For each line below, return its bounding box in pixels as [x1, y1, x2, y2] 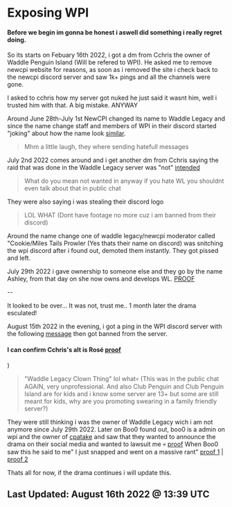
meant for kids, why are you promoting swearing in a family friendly [24, 397, 217, 405]
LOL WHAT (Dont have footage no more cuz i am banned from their [24, 211, 217, 220]
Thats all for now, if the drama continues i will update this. [7, 468, 172, 477]
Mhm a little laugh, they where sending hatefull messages [24, 143, 189, 151]
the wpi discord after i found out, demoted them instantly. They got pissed [7, 247, 219, 255]
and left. [7, 254, 31, 263]
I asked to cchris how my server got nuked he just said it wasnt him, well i [7, 94, 217, 102]
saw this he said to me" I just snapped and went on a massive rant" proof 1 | [7, 447, 224, 456]
